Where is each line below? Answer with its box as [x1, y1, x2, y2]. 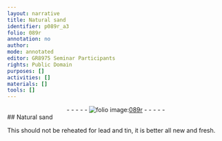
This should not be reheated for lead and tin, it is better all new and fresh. [7, 127, 216, 135]
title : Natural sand [7, 17, 67, 23]
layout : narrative [7, 10, 60, 17]
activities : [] [7, 74, 51, 81]
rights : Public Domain [7, 61, 72, 68]
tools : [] [7, 87, 36, 94]
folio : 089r [7, 29, 41, 36]
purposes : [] [7, 67, 45, 74]
